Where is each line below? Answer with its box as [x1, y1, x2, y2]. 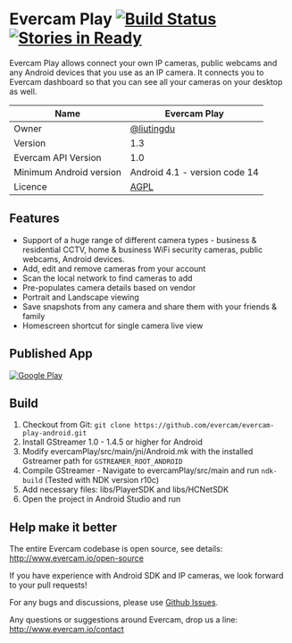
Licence [13, 180, 47, 192]
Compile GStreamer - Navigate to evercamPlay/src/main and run [21, 465, 260, 476]
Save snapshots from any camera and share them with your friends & [21, 300, 278, 312]
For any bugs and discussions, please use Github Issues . [9, 597, 219, 608]
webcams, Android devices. [21, 253, 125, 264]
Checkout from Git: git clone [21, 419, 131, 430]
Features [9, 211, 60, 226]
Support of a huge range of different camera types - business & [21, 234, 257, 245]
